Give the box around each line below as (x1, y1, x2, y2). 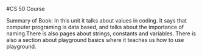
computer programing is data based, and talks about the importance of (6, 24, 184, 30)
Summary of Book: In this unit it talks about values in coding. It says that (6, 17, 187, 24)
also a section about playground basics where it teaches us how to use (6, 37, 184, 43)
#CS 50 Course (6, 5, 45, 12)
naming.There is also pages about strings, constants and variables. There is (6, 30, 197, 37)
